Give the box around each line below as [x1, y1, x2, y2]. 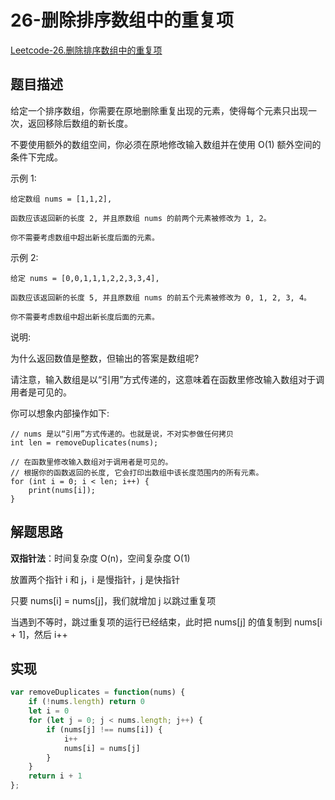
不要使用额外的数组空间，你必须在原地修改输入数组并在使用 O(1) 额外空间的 [10, 138, 322, 150]
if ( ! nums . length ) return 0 [28, 697, 145, 707]
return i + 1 [28, 771, 83, 781]
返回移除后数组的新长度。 [27, 117, 133, 129]
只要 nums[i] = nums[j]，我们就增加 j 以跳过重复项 [10, 594, 217, 606]
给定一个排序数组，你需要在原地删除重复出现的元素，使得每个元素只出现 [10, 104, 308, 116]
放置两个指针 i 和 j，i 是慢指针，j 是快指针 [10, 573, 181, 585]
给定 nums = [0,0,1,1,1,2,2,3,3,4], [10, 273, 160, 283]
